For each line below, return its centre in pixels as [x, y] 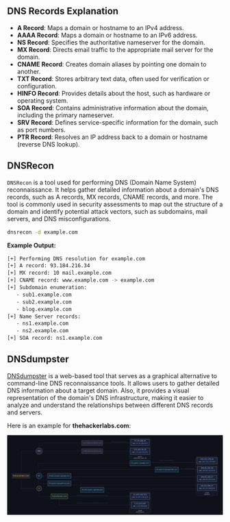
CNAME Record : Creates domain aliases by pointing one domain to [112, 64]
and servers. [25, 412]
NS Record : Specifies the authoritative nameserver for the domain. [111, 42]
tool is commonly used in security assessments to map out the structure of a [115, 204]
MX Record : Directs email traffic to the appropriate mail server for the [115, 49]
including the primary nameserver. [65, 115]
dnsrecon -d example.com [42, 232]
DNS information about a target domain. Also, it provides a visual [98, 390]
